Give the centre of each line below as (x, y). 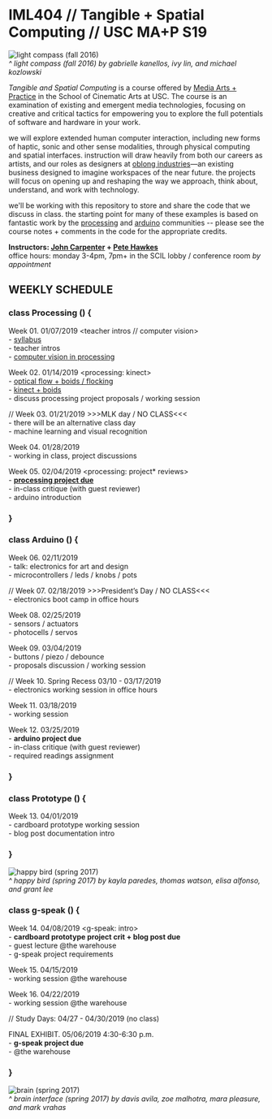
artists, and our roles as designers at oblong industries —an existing (121, 163)
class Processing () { (50, 313)
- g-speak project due (46, 1043)
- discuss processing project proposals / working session (104, 398)
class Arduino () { (43, 540)
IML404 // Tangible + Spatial (106, 15)
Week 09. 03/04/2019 (45, 648)
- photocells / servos (43, 632)
